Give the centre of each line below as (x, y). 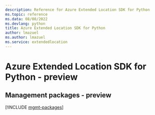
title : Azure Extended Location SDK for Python (55, 28)
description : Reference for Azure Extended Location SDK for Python (77, 10)
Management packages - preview (58, 95)
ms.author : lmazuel (25, 38)
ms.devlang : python (25, 24)
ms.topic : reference (27, 14)
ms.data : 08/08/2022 (27, 19)
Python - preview (41, 77)
